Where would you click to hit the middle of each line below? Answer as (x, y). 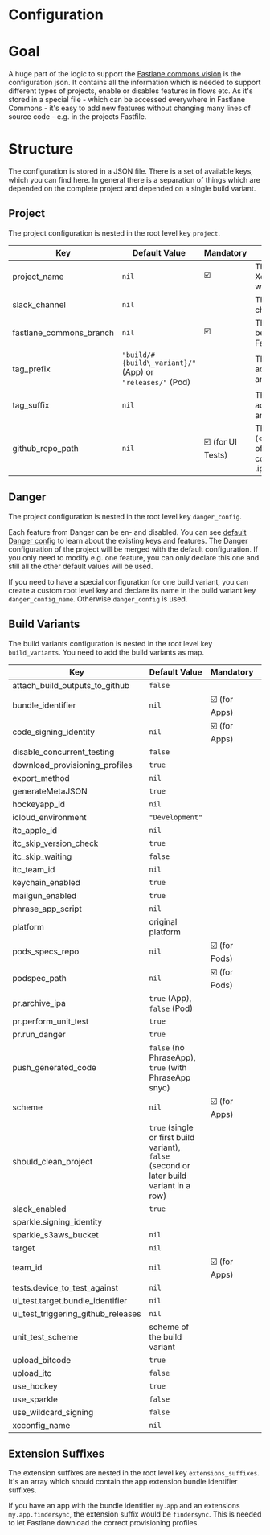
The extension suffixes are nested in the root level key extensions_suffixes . (134, 1473)
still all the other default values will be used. (81, 566)
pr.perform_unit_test (51, 1021)
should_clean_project (53, 1161)
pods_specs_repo (46, 952)
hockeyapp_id (39, 804)
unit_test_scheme (45, 1336)
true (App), (170, 998)
